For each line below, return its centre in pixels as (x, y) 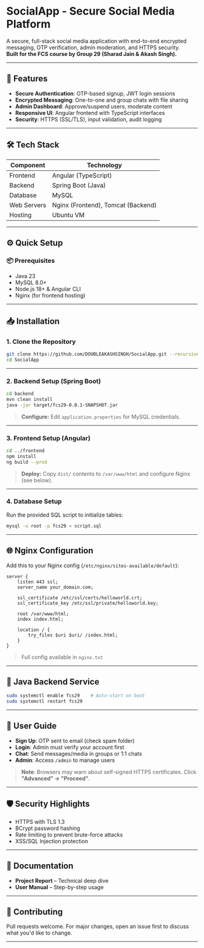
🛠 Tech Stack (33, 145)
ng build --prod (27, 462)
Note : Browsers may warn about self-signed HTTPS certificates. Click (109, 772)
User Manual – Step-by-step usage (59, 887)
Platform (29, 24)
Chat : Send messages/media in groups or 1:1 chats (79, 753)
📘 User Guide (32, 726)
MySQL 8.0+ (31, 283)
